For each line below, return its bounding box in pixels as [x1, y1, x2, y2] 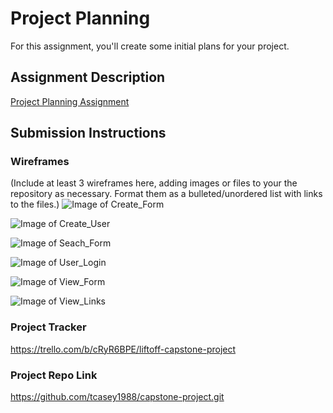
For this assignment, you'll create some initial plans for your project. [10, 40, 290, 52]
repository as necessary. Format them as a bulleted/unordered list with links [10, 188, 323, 200]
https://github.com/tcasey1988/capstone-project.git [10, 391, 225, 403]
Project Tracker [10, 320, 87, 334]
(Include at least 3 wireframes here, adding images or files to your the [10, 177, 298, 189]
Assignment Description [10, 69, 166, 86]
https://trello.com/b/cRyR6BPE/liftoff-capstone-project [10, 343, 237, 355]
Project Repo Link [10, 368, 98, 382]
